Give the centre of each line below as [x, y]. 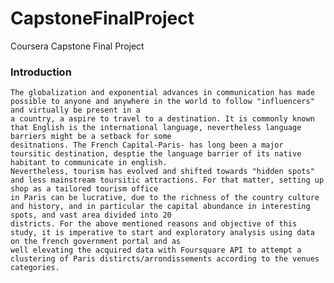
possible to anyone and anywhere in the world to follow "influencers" [162, 102]
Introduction [41, 72]
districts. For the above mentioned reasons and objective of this [154, 224]
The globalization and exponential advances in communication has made [162, 93]
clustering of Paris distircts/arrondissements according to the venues [165, 259]
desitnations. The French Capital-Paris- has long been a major [147, 145]
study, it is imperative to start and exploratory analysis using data [162, 233]
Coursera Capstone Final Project [77, 46]
